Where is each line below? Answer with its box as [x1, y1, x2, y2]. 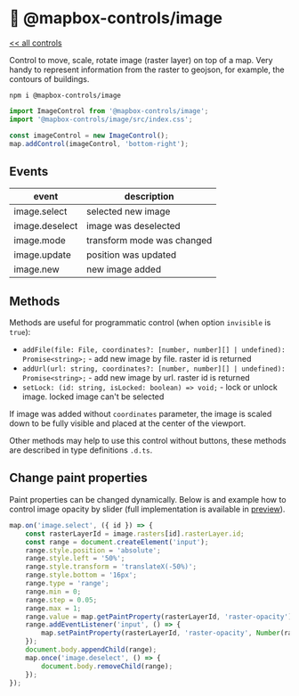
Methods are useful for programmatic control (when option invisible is [9, 317, 271, 328]
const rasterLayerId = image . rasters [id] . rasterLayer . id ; [25, 529, 245, 538]
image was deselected [85, 220, 181, 233]
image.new [13, 263, 60, 275]
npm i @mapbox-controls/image [9, 91, 122, 100]
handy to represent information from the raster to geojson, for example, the [9, 64, 285, 75]
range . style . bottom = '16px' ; [25, 570, 138, 580]
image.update [13, 249, 71, 261]
